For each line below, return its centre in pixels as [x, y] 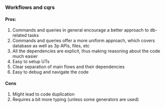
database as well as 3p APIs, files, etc [51, 46]
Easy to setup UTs [31, 62]
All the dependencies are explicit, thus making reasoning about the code [86, 51]
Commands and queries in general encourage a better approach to [81, 30]
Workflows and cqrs [30, 7]
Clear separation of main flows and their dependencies [68, 67]
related [20, 36]
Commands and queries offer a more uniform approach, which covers [83, 40]
